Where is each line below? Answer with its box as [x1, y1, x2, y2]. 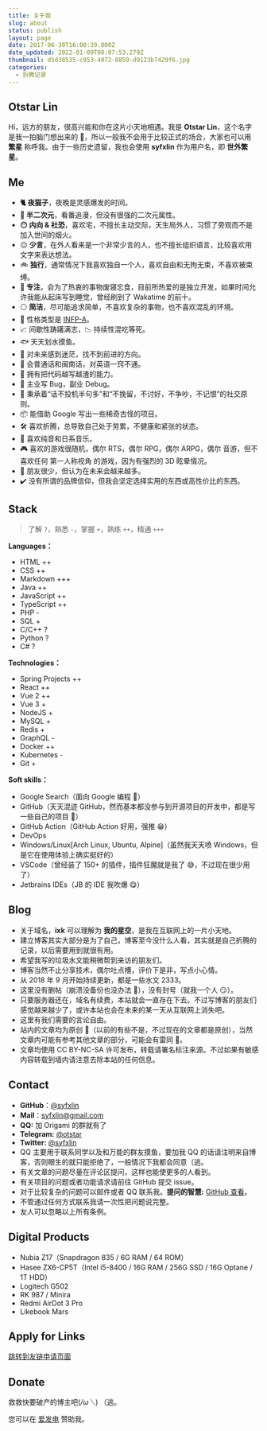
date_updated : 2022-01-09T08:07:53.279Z [8, 49, 145, 56]
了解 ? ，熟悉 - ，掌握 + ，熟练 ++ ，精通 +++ [27, 524, 164, 534]
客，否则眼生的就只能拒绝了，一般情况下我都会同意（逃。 [19, 1157, 208, 1166]
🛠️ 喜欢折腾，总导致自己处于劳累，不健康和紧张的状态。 [19, 422, 203, 431]
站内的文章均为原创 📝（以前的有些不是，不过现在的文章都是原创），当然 [19, 1025, 253, 1034]
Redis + [19, 725, 45, 734]
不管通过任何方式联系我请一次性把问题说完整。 [19, 1196, 173, 1206]
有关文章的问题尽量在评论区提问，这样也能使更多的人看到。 [19, 1167, 215, 1176]
